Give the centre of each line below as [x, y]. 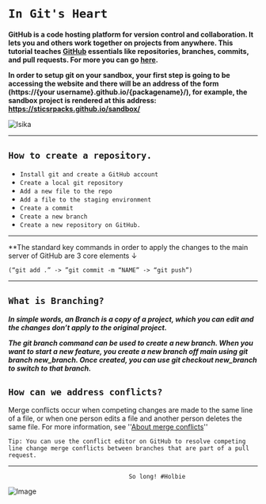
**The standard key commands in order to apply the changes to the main [128, 247]
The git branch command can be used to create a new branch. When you [131, 343]
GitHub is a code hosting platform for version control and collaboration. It [131, 34]
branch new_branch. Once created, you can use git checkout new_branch [133, 360]
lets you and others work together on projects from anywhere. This [121, 43]
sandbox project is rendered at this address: [82, 100]
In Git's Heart [58, 14]
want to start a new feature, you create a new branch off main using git [128, 351]
